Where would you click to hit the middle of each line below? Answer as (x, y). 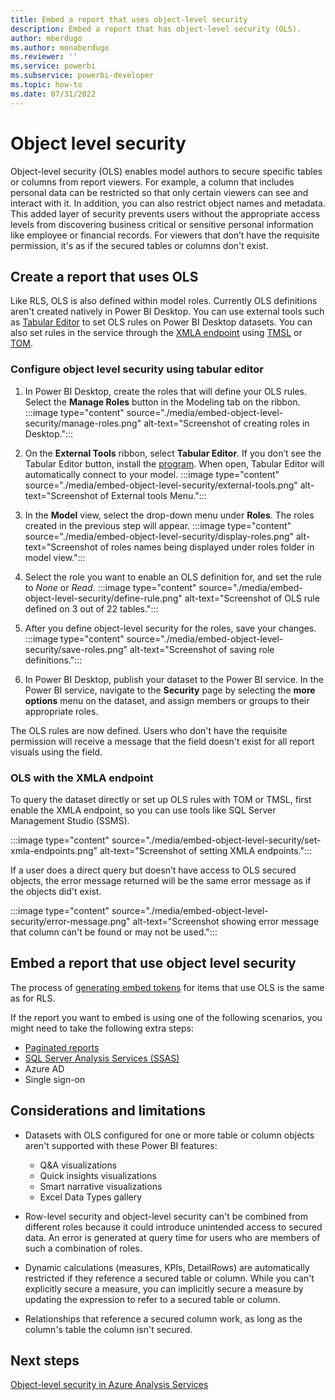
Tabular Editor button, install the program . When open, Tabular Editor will (174, 463)
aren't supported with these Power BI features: (121, 1145)
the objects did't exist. (56, 891)
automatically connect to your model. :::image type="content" (152, 474)
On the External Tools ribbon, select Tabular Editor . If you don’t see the (173, 453)
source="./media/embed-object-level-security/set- (216, 840)
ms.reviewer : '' (44, 57)
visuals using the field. (56, 752)
